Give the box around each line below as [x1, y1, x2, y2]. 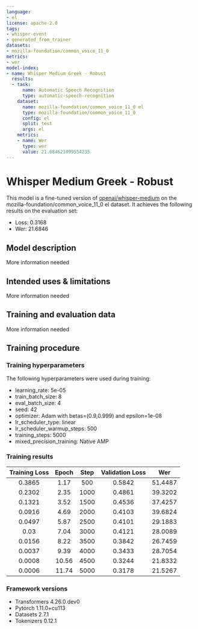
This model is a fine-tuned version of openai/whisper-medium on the [6, 194, 178, 202]
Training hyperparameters [6, 361, 85, 370]
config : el [22, 115, 50, 121]
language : [6, 8, 31, 15]
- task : [11, 82, 31, 88]
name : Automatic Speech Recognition [22, 87, 114, 93]
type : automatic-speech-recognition [22, 93, 114, 99]
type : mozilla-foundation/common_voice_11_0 [22, 110, 136, 116]
